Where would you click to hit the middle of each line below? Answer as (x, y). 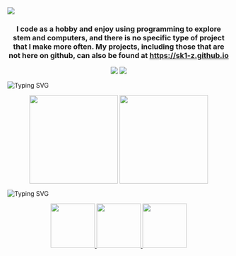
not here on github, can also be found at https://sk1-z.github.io (119, 55)
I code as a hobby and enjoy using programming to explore (119, 29)
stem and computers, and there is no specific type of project (119, 37)
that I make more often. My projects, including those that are (119, 47)
